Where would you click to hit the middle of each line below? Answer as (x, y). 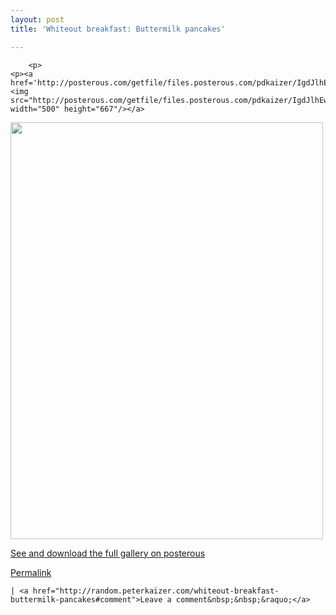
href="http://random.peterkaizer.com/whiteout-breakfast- (156, 591)
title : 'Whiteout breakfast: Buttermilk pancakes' (118, 29)
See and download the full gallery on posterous (108, 553)
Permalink (31, 572)
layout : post (37, 19)
